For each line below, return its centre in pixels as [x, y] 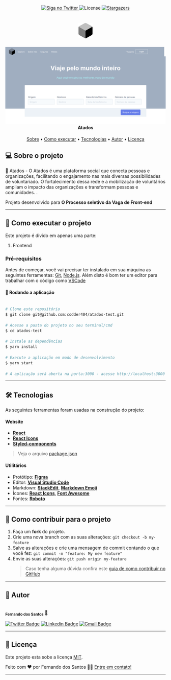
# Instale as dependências [34, 342]
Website [14, 421]
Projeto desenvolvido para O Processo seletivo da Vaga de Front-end [79, 202]
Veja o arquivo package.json [47, 454]
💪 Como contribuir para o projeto [58, 519]
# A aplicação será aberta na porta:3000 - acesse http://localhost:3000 [85, 374]
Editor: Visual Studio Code [41, 482]
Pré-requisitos [23, 259]
